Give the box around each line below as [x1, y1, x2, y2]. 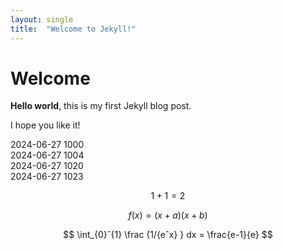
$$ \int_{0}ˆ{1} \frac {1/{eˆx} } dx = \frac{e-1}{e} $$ [63, 229, 273, 241]
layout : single [10, 14, 74, 25]
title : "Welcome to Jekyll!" [10, 24, 137, 34]
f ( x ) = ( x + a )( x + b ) [128, 209, 208, 221]
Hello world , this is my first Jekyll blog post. [10, 100, 192, 112]
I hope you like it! [10, 119, 81, 131]
